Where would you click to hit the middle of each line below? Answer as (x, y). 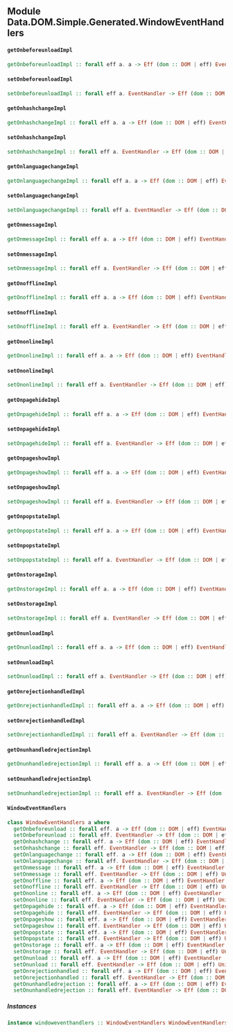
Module (24, 11)
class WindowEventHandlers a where (59, 822)
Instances (22, 1006)
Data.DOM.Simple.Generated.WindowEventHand (115, 23)
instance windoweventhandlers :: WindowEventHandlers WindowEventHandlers (118, 1023)
